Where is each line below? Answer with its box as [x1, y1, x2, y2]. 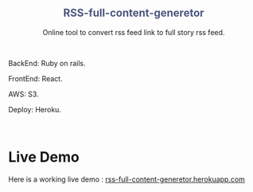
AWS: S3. [8, 89, 39, 99]
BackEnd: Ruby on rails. [8, 58, 86, 68]
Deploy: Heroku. [8, 104, 62, 114]
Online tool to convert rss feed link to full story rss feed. [42, 27, 225, 37]
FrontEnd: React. [8, 73, 63, 83]
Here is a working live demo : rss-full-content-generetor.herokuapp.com [8, 174, 245, 184]
